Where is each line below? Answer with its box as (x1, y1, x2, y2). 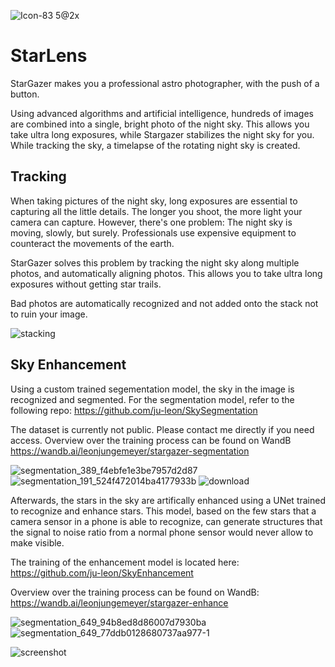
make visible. (10, 536, 65, 549)
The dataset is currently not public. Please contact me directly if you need (10, 423, 315, 435)
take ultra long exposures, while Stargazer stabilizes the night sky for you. (10, 128, 315, 140)
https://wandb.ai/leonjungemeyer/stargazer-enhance (10, 596, 229, 609)
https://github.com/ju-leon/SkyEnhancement (10, 566, 194, 579)
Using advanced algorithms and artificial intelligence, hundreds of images (10, 107, 314, 119)
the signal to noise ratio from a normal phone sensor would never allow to (10, 526, 314, 538)
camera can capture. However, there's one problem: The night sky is (10, 216, 293, 228)
